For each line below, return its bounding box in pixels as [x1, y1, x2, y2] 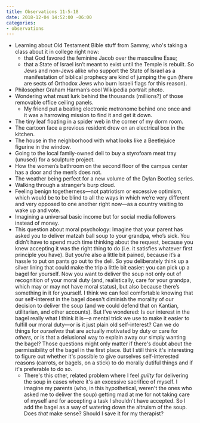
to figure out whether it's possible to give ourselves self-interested [14, 353, 179, 360]
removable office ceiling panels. [14, 99, 94, 106]
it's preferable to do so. [14, 366, 73, 373]
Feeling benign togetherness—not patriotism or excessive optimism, [14, 188, 183, 195]
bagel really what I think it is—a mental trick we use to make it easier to [14, 315, 190, 322]
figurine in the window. [14, 143, 72, 151]
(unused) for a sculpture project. [14, 156, 95, 163]
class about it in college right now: [14, 48, 100, 56]
